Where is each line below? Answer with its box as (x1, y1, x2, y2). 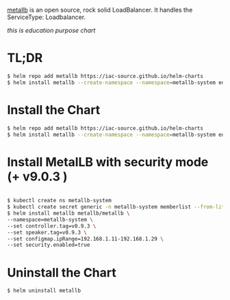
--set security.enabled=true (7, 242, 90, 249)
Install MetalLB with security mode (7, 154, 209, 169)
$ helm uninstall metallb (7, 287, 81, 295)
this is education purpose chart (7, 27, 96, 34)
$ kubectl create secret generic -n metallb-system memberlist (7, 204, 192, 210)
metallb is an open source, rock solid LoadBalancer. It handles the (7, 6, 193, 14)
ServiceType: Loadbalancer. (7, 13, 86, 21)
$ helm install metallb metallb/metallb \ (7, 210, 130, 217)
